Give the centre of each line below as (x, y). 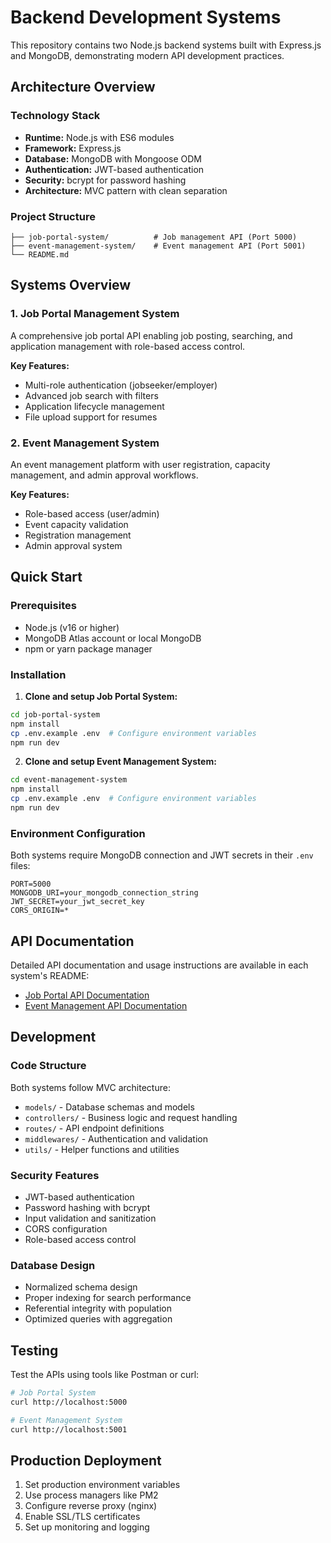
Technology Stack (55, 116)
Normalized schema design (81, 1287)
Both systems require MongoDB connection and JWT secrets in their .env (162, 855)
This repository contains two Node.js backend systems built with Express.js (166, 45)
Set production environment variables (102, 1485)
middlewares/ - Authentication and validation (116, 1138)
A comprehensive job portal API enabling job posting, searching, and (151, 335)
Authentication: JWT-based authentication (114, 169)
